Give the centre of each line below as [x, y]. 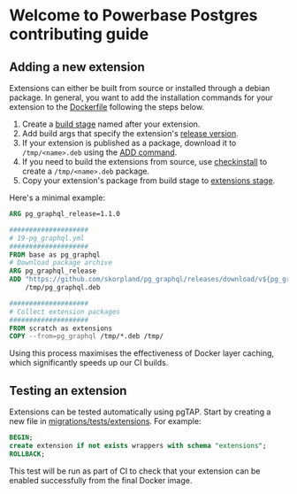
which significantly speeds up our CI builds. [89, 363]
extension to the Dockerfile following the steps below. [107, 107]
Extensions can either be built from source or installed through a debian [140, 88]
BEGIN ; [21, 438]
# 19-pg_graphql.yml [47, 238]
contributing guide [79, 34]
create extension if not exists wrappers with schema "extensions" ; [138, 445]
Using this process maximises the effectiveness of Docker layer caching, [142, 353]
